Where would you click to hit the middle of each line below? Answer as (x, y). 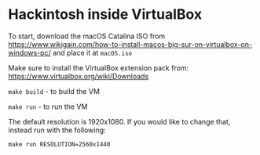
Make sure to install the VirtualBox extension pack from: (99, 67)
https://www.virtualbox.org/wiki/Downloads (79, 76)
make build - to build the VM (54, 91)
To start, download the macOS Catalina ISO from (87, 36)
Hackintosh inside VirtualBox (105, 14)
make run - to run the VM (48, 106)
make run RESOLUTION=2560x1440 (59, 144)
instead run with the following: (57, 130)
